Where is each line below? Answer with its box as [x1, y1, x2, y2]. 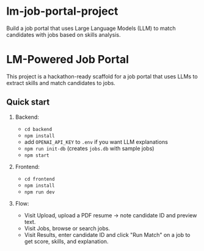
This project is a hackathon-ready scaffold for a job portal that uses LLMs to [6, 72, 198, 80]
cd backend [24, 126, 53, 132]
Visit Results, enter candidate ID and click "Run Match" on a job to [24, 231, 191, 238]
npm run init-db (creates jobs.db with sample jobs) [24, 144, 155, 152]
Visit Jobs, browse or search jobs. [24, 225, 111, 232]
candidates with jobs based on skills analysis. [6, 31, 121, 38]
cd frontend [24, 176, 55, 182]
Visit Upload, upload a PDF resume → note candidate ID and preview [24, 211, 197, 219]
